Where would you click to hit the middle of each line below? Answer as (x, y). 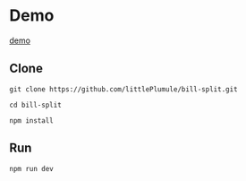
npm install (31, 121)
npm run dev (31, 168)
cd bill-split (36, 105)
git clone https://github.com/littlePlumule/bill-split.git (124, 89)
